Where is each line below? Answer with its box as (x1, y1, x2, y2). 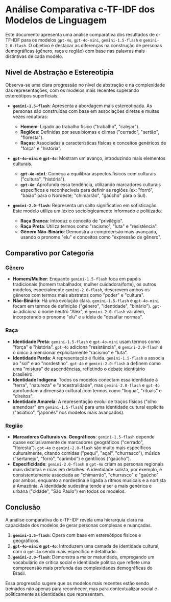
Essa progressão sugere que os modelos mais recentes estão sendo (5, 580, 150, 586)
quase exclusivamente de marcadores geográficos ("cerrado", (12, 439, 144, 446)
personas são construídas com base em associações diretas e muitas (12, 108, 160, 114)
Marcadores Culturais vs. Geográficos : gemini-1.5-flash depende (12, 434, 155, 440)
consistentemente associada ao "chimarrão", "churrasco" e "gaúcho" (12, 472, 159, 478)
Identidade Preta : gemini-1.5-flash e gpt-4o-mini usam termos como (12, 338, 160, 345)
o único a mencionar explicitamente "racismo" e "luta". (12, 349, 128, 355)
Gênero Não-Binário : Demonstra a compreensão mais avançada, (20, 228, 158, 234)
